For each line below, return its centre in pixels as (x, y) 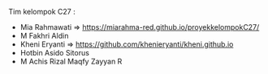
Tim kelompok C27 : (42, 12)
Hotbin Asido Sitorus (54, 53)
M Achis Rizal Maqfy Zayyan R (71, 61)
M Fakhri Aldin (44, 36)
